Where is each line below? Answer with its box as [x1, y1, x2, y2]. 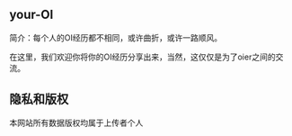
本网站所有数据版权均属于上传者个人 [9, 117, 144, 128]
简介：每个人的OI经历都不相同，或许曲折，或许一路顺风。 [9, 32, 223, 43]
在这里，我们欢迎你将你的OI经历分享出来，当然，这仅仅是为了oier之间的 [9, 51, 276, 62]
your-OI [9, 7, 54, 23]
